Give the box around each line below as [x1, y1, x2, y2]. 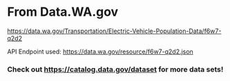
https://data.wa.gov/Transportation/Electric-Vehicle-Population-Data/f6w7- [7, 27, 222, 35]
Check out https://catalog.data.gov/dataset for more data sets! [7, 65, 224, 74]
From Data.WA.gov [7, 4, 119, 20]
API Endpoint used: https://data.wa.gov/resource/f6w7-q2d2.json [7, 47, 193, 56]
